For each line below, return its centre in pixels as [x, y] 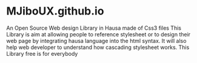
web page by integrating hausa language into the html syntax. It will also [96, 41]
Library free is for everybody [42, 53]
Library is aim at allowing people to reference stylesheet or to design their [98, 34]
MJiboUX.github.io [55, 11]
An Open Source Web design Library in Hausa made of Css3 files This [94, 28]
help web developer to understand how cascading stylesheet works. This [98, 47]
